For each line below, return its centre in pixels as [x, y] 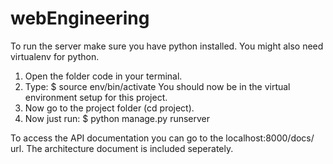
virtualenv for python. [55, 56]
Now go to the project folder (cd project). [109, 108]
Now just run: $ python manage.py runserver [117, 118]
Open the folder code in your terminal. [103, 76]
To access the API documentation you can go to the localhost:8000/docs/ [162, 138]
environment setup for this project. [96, 97]
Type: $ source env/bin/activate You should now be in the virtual [157, 86]
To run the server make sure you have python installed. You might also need [167, 46]
